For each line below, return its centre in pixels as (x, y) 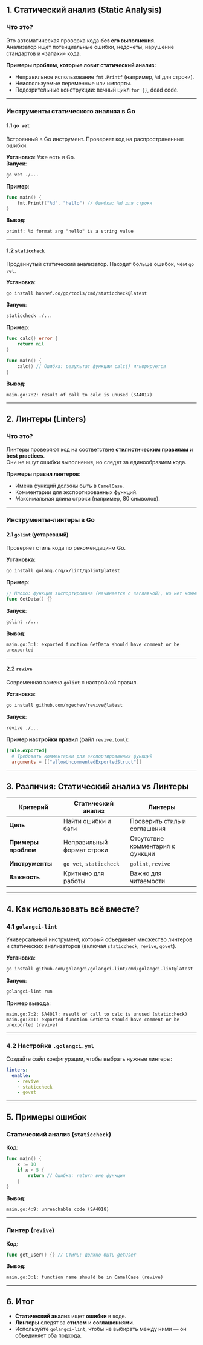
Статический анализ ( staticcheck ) (59, 1134)
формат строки (86, 850)
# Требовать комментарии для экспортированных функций (82, 756)
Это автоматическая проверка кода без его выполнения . (81, 40)
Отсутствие (147, 839)
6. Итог (20, 1302)
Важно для (146, 873)
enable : (21, 1075)
